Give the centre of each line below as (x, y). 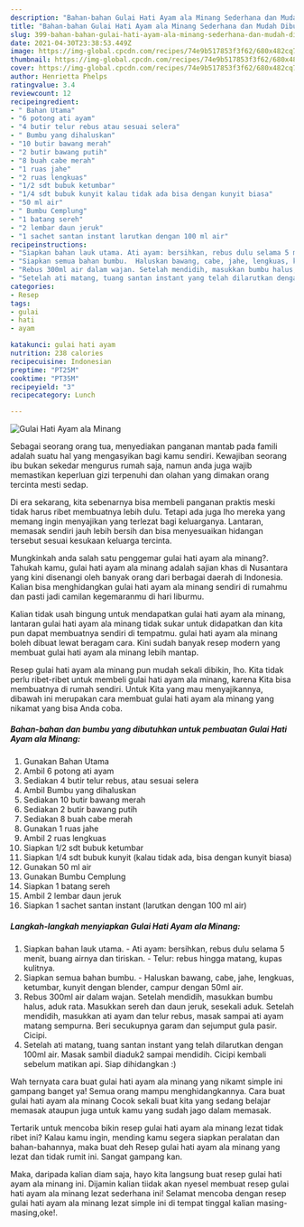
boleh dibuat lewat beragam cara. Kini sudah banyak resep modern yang (145, 643)
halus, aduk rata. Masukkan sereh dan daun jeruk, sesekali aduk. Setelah (158, 1007)
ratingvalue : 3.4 (43, 85)
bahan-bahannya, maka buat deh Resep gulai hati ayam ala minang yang (145, 1147)
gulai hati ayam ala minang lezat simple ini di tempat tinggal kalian (133, 1204)
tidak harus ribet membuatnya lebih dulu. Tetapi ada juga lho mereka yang (148, 512)
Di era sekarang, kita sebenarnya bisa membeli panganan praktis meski (143, 502)
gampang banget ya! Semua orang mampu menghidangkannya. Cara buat (147, 1091)
